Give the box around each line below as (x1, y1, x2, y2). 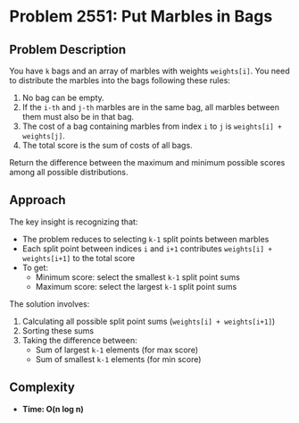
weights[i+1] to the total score (21, 252, 136, 263)
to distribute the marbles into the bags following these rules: (9, 75, 230, 86)
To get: (21, 262, 49, 273)
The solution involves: (9, 298, 90, 309)
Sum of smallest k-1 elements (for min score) (35, 353, 202, 364)
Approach (9, 192, 66, 207)
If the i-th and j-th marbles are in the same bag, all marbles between (21, 102, 279, 113)
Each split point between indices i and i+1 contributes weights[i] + (21, 243, 272, 254)
